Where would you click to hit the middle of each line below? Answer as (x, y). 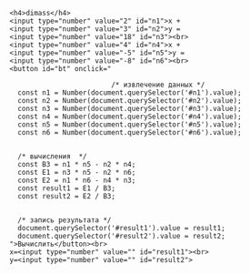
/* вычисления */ (53, 157)
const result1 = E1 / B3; (67, 188)
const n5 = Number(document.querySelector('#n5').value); (130, 125)
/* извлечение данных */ (158, 85)
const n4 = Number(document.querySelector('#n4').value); (130, 117)
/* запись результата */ (65, 220)
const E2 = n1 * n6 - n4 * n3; (77, 180)
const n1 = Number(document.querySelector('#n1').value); (130, 93)
